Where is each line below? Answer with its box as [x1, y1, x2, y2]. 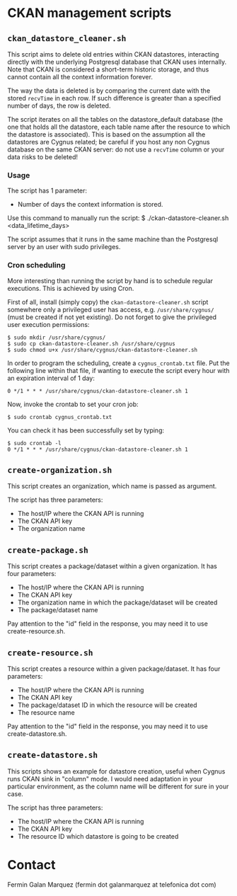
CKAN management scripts [7, 5, 172, 21]
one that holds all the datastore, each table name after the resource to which [7, 122, 231, 131]
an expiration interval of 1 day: [7, 374, 96, 382]
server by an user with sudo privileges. [7, 243, 121, 251]
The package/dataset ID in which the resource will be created [17, 701, 197, 709]
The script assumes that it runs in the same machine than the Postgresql [7, 235, 219, 243]
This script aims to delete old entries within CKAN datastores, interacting [7, 50, 219, 58]
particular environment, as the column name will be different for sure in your [7, 782, 229, 791]
